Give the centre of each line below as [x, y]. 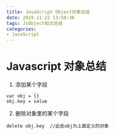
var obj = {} [23, 96]
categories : [21, 29]
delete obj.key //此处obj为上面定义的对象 [58, 126]
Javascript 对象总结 [56, 67]
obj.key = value [27, 102]
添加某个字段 [31, 85]
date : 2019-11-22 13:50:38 [40, 18]
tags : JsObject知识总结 [34, 23]
